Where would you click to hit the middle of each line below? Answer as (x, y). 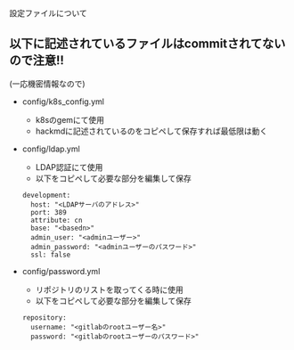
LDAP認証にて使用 (69, 167)
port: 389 (49, 212)
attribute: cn (57, 220)
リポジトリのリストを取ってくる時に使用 (110, 289)
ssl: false (51, 255)
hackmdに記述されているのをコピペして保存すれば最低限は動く (151, 131)
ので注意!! (37, 61)
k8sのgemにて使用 (70, 119)
